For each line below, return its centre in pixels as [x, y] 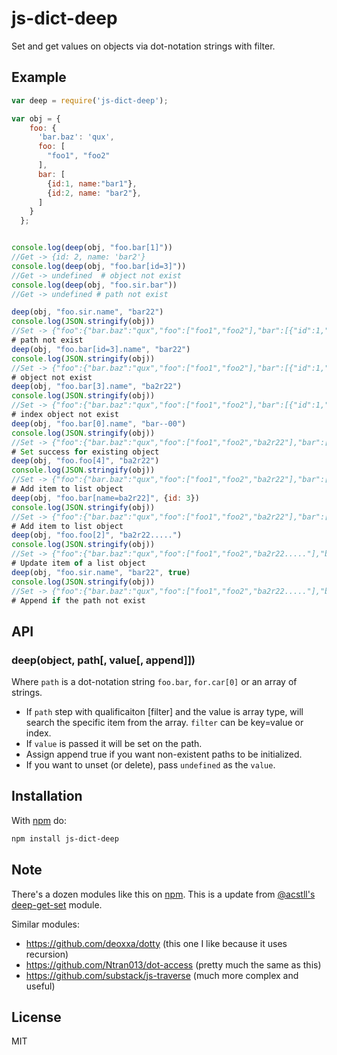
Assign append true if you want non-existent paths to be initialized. [164, 754]
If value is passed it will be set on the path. [114, 744]
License [36, 1017]
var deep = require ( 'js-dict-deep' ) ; [90, 100]
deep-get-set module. [57, 904]
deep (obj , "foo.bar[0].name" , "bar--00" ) [99, 423]
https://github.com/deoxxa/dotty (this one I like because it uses [156, 943]
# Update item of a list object [78, 563]
